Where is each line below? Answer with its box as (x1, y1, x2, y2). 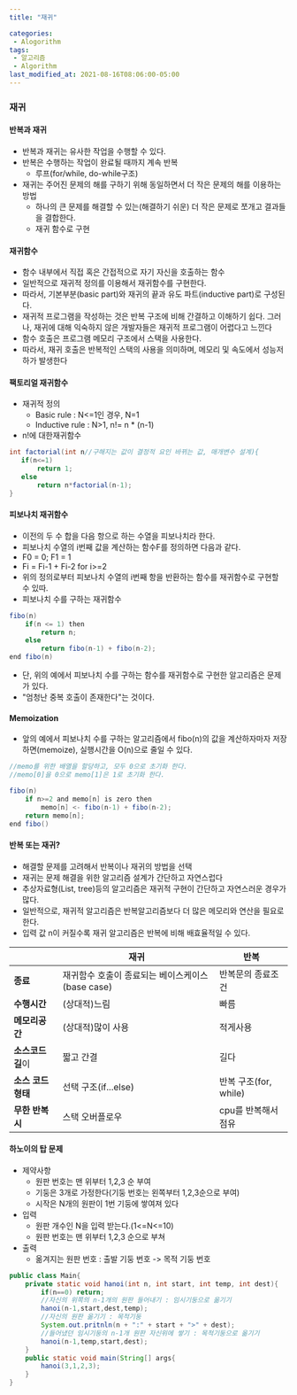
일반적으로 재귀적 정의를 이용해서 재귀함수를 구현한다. (21, 278, 207, 289)
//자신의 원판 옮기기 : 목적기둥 (41, 1313, 141, 1321)
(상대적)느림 (62, 997, 110, 1010)
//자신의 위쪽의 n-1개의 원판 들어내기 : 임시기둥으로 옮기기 (41, 1296, 232, 1305)
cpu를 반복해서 (219, 1104, 278, 1116)
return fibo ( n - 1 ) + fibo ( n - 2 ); (41, 644, 156, 654)
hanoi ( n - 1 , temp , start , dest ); (41, 1337, 148, 1346)
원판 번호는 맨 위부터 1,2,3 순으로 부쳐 (34, 1231, 166, 1242)
